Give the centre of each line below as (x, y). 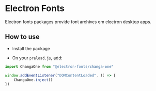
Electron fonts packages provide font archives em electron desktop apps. (78, 22)
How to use (22, 37)
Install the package (31, 48)
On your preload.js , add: (37, 58)
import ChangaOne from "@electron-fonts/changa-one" (59, 66)
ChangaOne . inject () (33, 80)
